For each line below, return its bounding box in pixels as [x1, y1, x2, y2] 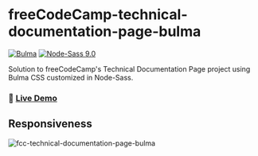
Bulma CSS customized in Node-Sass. [8, 72, 134, 82]
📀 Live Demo [8, 92, 57, 103]
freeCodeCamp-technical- [8, 6, 188, 24]
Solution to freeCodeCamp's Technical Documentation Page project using [8, 64, 251, 73]
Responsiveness [8, 117, 93, 131]
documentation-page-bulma [8, 22, 201, 41]
